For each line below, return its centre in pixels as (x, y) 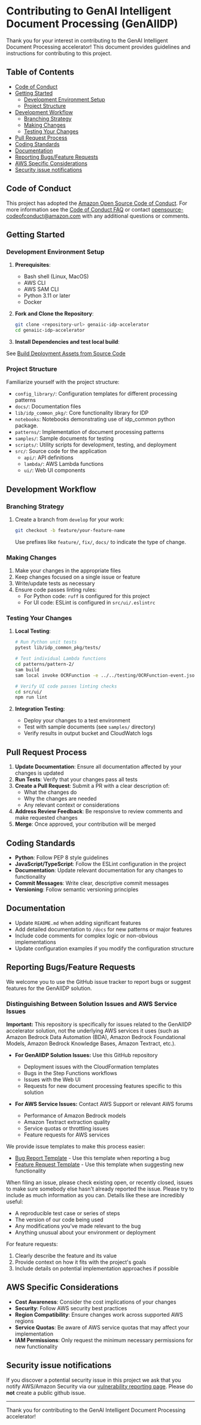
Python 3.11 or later (47, 296)
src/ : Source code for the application (61, 451)
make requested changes (46, 818)
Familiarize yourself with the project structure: (63, 382)
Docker (33, 302)
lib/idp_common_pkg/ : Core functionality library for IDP (82, 413)
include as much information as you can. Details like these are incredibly (95, 1195)
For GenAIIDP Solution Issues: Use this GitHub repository (86, 1055)
